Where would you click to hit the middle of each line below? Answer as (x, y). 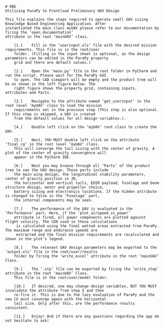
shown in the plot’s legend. (35, 239)
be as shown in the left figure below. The (50, 84)
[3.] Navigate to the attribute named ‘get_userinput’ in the (82, 101)
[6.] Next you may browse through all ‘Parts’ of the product (82, 166)
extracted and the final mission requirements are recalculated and (88, 235)
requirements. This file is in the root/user (52, 50)
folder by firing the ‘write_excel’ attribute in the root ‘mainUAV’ (87, 256)
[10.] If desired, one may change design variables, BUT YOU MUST (85, 286)
